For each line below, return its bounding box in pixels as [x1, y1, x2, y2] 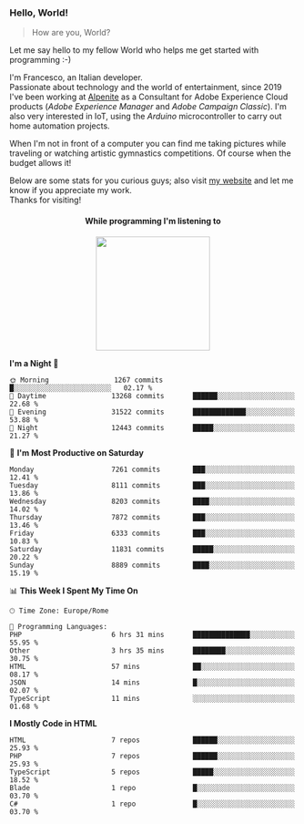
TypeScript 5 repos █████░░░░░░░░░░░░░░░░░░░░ [9, 767, 296, 777]
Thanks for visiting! [9, 194, 82, 206]
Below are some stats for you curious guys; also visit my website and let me [9, 175, 294, 186]
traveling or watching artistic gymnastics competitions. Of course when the [9, 148, 291, 159]
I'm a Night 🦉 [9, 357, 59, 368]
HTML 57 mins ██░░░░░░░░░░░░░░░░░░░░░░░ [9, 662, 296, 671]
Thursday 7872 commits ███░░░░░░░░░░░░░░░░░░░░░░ [9, 512, 296, 521]
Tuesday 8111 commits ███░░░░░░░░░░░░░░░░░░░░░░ [9, 480, 296, 489]
